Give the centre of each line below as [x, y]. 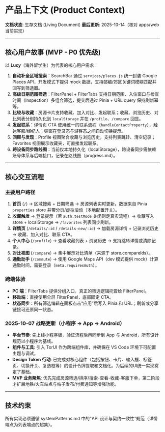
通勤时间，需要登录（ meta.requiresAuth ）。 [56, 265]
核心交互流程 [25, 177]
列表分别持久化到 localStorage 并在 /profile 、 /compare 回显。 [80, 118]
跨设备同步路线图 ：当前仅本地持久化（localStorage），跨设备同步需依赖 [84, 149]
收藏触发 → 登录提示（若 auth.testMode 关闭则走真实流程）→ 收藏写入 [83, 216]
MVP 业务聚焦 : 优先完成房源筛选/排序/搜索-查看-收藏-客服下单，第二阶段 [86, 378]
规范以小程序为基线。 [34, 341]
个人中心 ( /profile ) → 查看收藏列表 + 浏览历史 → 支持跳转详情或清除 [82, 241]
